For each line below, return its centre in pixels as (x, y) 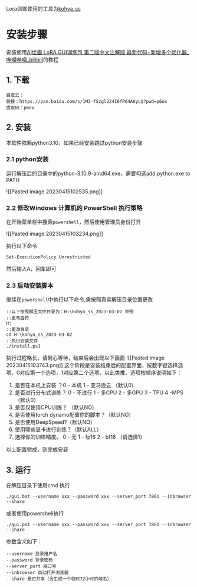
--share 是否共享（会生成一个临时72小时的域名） (59, 579)
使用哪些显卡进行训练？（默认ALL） (58, 430)
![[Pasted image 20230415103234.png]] (55, 234)
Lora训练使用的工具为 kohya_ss (44, 9)
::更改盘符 (18, 318)
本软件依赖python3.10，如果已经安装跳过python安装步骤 (74, 142)
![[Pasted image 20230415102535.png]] (55, 192)
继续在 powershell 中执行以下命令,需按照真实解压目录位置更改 (80, 300)
